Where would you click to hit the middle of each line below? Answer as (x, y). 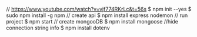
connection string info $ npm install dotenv (58, 28)
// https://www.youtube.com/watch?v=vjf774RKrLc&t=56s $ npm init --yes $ (99, 9)
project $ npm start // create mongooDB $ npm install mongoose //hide (92, 21)
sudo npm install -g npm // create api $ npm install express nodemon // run (97, 15)
